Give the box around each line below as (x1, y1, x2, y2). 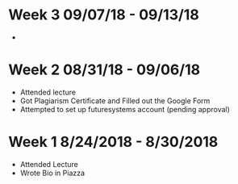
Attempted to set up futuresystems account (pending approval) (19, 104, 230, 114)
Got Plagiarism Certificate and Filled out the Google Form (19, 95, 211, 106)
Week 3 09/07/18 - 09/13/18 (8, 6, 199, 24)
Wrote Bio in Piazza (19, 168, 86, 178)
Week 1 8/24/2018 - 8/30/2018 (8, 133, 219, 151)
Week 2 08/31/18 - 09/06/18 (8, 61, 200, 79)
